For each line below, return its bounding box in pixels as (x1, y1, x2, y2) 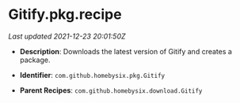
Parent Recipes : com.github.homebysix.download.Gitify (19, 85, 203, 95)
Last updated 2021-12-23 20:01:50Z (8, 31, 126, 41)
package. (19, 55, 51, 64)
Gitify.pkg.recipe (8, 6, 122, 24)
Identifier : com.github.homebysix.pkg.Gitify (19, 70, 165, 79)
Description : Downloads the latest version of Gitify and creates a (19, 46, 232, 56)
